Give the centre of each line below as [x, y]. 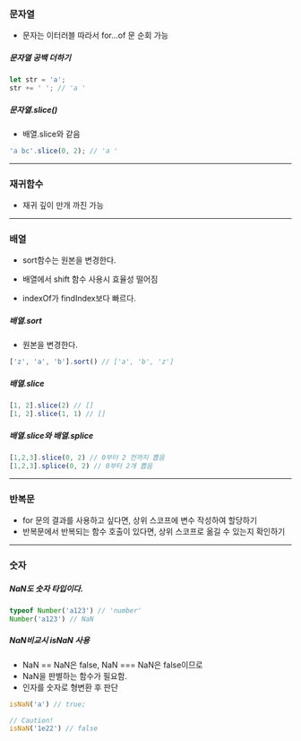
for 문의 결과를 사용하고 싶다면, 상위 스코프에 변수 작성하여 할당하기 [140, 520]
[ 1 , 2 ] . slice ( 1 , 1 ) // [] [57, 414]
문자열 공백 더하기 [40, 57]
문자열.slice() [34, 109]
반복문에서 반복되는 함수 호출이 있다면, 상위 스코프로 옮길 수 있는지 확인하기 [154, 532]
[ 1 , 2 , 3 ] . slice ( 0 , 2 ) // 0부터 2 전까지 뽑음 [87, 458]
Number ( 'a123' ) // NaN [52, 619]
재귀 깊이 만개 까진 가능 [63, 205]
